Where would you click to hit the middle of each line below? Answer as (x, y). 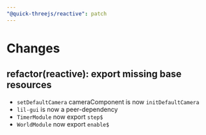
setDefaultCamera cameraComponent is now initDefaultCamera (108, 101)
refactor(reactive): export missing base (94, 74)
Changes (33, 48)
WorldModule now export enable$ (63, 124)
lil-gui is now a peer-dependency (67, 109)
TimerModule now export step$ (60, 117)
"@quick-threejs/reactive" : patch (57, 14)
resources (29, 85)
